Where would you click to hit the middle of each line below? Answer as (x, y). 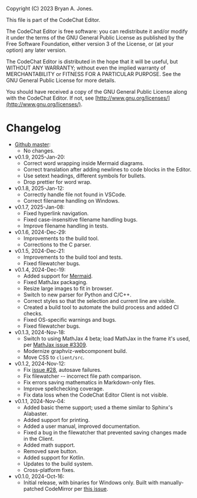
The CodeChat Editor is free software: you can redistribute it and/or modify (97, 31)
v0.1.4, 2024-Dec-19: (40, 269)
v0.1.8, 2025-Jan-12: (39, 188)
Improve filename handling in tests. (66, 226)
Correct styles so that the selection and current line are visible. (99, 301)
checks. (33, 313)
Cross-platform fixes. (49, 470)
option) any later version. (36, 50)
